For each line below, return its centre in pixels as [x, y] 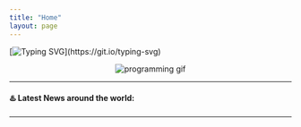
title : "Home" [36, 17]
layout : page [34, 26]
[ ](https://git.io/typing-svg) [85, 51]
